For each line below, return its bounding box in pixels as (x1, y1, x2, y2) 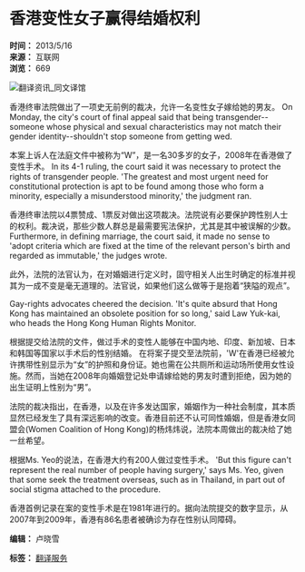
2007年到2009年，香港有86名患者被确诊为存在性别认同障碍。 (9, 514, 242, 525)
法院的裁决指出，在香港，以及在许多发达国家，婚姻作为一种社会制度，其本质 (9, 400, 296, 411)
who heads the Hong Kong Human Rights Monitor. (9, 317, 197, 328)
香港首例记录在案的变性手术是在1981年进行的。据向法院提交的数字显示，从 (9, 502, 289, 513)
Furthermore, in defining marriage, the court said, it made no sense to (9, 231, 271, 242)
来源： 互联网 (9, 51, 60, 62)
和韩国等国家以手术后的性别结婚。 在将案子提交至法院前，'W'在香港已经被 (9, 347, 288, 359)
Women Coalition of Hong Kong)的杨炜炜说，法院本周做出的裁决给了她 (28, 423, 292, 434)
